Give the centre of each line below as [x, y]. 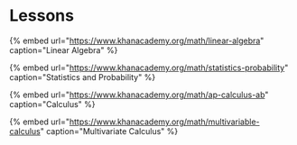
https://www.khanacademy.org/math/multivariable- [164, 122]
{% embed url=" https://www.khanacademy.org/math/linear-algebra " [137, 41]
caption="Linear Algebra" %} [64, 50]
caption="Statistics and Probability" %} [83, 77]
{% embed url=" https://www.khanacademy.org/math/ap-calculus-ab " [139, 95]
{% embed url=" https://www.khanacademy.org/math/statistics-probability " [149, 68]
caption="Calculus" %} [52, 104]
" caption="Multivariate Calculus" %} [109, 131]
